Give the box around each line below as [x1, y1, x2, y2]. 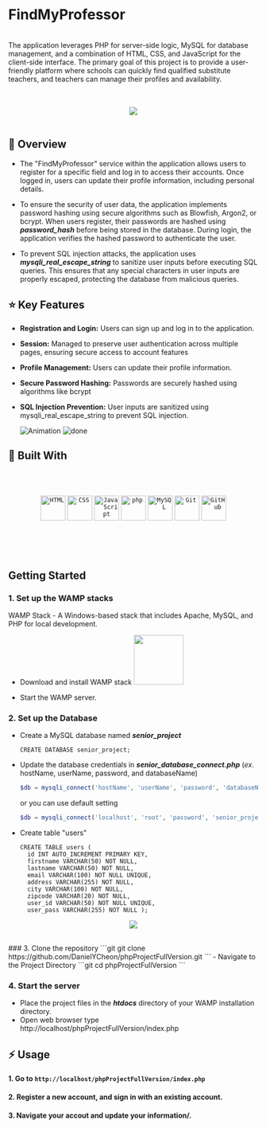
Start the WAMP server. [19, 693, 97, 702]
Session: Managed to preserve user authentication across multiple [19, 338, 239, 348]
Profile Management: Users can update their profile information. [19, 362, 232, 372]
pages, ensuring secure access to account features [19, 347, 189, 357]
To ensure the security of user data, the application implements [19, 199, 228, 209]
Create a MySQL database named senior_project [19, 731, 182, 740]
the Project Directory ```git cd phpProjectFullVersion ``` [8, 961, 186, 970]
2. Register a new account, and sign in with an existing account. [8, 1092, 223, 1102]
